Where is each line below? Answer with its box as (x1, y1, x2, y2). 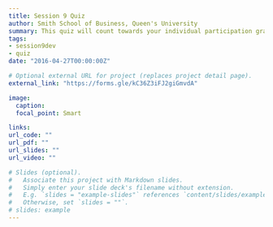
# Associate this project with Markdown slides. (8, 176, 184, 184)
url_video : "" (8, 153, 57, 162)
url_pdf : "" (8, 139, 49, 147)
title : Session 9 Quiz (8, 11, 85, 20)
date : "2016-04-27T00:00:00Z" (8, 58, 111, 66)
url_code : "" (8, 131, 53, 139)
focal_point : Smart (15, 109, 82, 118)
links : (8, 123, 31, 132)
